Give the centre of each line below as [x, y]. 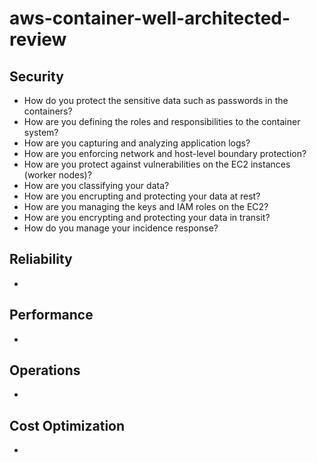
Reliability [41, 259]
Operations [45, 370]
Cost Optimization [67, 425]
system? [41, 132]
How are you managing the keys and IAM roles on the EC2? [146, 206]
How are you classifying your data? [96, 185]
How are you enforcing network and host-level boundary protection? [165, 153]
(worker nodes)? [57, 175]
